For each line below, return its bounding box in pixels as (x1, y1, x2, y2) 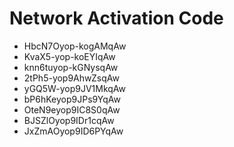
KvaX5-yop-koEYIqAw (23, 50, 116, 62)
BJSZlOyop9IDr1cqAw (23, 114, 115, 126)
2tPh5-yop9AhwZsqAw (23, 72, 120, 84)
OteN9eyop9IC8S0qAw (23, 103, 121, 116)
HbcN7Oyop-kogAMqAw (23, 40, 127, 52)
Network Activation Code (9, 7, 224, 30)
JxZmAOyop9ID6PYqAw (23, 125, 124, 137)
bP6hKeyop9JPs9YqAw (23, 93, 121, 105)
